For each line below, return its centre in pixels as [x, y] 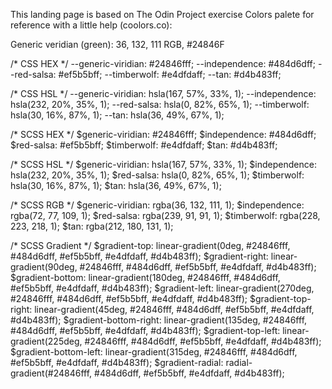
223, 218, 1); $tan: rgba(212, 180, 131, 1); [92, 226]
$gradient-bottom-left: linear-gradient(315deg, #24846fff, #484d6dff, [154, 352]
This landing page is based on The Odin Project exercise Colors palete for [162, 14]
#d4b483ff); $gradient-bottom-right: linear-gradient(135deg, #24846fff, [159, 320]
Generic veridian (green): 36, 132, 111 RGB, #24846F [117, 44]
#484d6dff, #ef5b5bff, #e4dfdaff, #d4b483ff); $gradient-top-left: [145, 330]
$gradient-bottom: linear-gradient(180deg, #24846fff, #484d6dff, [145, 277]
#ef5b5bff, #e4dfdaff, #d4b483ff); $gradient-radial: [117, 362]
